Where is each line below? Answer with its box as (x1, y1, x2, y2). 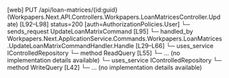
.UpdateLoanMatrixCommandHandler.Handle (7, 42, 134, 50)
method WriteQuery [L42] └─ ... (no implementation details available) (7, 64, 202, 71)
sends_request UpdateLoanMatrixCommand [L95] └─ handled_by (7, 27, 193, 35)
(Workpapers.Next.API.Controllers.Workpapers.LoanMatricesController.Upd (7, 13, 221, 21)
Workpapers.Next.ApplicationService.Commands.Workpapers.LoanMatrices (7, 35, 223, 43)
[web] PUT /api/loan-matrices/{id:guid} (7, 6, 118, 14)
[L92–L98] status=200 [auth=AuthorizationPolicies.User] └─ (19, 20, 191, 28)
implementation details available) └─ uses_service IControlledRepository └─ (7, 56, 222, 64)
